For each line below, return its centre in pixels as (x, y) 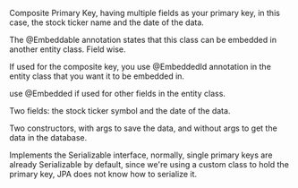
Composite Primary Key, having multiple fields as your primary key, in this (145, 13)
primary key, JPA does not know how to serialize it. (103, 174)
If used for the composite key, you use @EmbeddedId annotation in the (140, 67)
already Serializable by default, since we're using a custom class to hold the (149, 164)
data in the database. (48, 137)
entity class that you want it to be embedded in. (97, 76)
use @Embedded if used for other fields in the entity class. (118, 94)
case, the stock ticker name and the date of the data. (106, 22)
